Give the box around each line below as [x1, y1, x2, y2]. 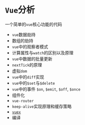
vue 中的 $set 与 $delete [12, 80, 55, 86]
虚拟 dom [12, 68, 27, 74]
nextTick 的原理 [12, 62, 42, 68]
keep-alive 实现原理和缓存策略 [12, 103, 72, 109]
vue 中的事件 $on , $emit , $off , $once [12, 86, 81, 92]
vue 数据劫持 [12, 31, 36, 37]
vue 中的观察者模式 [12, 44, 49, 49]
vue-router [12, 98, 34, 103]
